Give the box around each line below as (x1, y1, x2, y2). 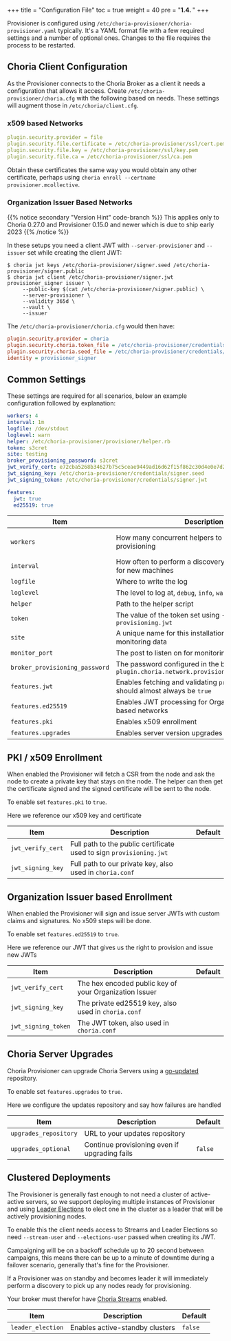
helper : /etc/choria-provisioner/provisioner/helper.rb (7, 438, 170, 445)
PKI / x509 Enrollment (7, 752, 103, 763)
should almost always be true (115, 686, 212, 696)
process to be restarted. (7, 41, 76, 49)
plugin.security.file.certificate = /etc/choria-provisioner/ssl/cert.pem (7, 140, 226, 147)
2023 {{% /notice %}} (7, 227, 69, 236)
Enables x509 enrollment (115, 717, 197, 727)
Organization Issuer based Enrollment (7, 891, 173, 902)
